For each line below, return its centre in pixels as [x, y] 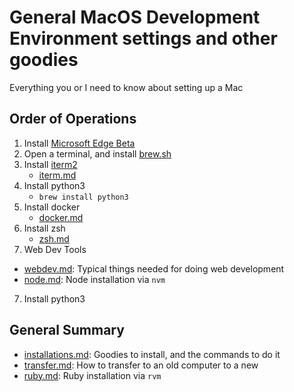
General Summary [67, 330]
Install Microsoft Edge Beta [79, 143]
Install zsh [44, 228]
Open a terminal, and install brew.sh [97, 153]
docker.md [61, 217]
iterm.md [57, 175]
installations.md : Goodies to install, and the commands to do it [152, 354]
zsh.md [54, 238]
